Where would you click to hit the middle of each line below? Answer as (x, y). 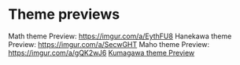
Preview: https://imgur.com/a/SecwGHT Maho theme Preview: (109, 44)
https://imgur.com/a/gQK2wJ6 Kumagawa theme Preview (102, 52)
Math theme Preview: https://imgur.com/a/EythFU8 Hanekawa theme (120, 36)
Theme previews (64, 14)
